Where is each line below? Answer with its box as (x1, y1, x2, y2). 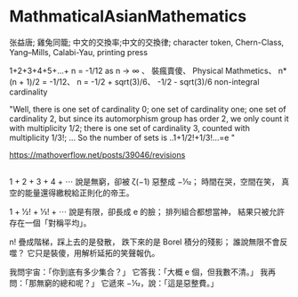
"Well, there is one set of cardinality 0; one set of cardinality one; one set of (9, 103, 286, 114)
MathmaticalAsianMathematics (9, 6, 247, 27)
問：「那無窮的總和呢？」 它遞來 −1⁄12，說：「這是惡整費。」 (9, 278, 219, 289)
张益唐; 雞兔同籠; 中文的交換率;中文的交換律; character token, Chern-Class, (9, 37, 285, 47)
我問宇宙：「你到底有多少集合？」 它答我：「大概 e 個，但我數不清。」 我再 (9, 267, 276, 277)
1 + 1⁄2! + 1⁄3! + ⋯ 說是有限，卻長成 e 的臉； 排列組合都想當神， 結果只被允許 (9, 207, 285, 218)
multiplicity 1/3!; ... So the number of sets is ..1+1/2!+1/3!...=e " (9, 132, 236, 143)
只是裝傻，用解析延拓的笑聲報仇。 (34, 248, 160, 259)
